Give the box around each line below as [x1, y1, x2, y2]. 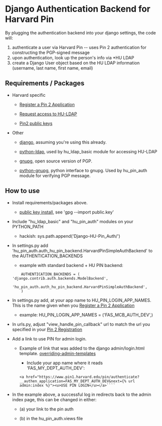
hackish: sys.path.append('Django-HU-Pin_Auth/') [19, 233, 121, 239]
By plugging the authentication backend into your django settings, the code [5, 30, 156, 35]
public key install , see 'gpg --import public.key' [19, 209, 114, 215]
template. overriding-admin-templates [19, 350, 96, 356]
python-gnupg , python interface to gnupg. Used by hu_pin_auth [19, 167, 147, 173]
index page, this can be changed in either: [12, 396, 97, 402]
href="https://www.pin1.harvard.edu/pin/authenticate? [26, 374, 140, 379]
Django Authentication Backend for [5, 3, 151, 15]
